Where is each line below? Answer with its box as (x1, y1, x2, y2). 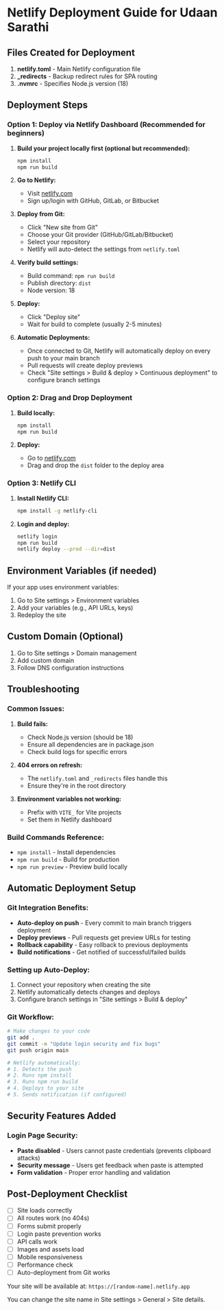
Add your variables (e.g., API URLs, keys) (16, 604, 134, 612)
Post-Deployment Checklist (7, 1189, 128, 1200)
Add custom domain (16, 656, 74, 664)
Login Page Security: (7, 1131, 79, 1141)
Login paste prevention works (16, 1230, 101, 1238)
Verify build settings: (16, 259, 79, 267)
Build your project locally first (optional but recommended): (16, 144, 190, 152)
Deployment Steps (7, 100, 88, 111)
